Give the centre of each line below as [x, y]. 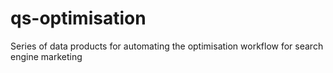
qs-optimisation [78, 18]
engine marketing [46, 56]
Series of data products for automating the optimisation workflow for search [167, 46]
